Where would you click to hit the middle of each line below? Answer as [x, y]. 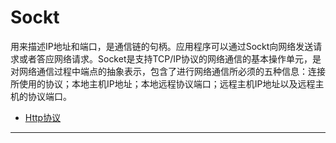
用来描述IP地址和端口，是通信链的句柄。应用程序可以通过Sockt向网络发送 [162, 46]
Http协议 [43, 117]
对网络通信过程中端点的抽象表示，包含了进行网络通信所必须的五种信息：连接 [168, 71]
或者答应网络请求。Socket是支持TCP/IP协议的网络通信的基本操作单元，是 [170, 58]
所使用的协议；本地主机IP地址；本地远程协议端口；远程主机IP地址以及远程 [163, 83]
